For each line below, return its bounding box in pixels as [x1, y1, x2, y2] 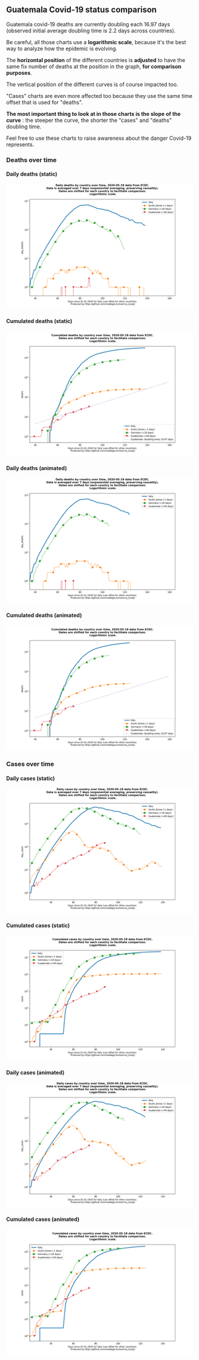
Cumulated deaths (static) [6, 318, 73, 325]
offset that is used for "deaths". [6, 99, 83, 106]
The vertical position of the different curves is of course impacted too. [6, 81, 179, 88]
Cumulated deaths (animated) [6, 612, 82, 619]
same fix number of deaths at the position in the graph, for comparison [6, 63, 182, 70]
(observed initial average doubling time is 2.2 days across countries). [6, 27, 176, 34]
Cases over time [6, 760, 55, 768]
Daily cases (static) [6, 775, 55, 782]
